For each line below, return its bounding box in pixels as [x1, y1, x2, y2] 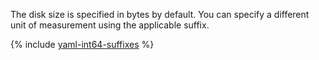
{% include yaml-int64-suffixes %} [10, 39, 155, 50]
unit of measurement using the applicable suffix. [10, 19, 210, 31]
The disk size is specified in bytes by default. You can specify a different [10, 9, 310, 20]
